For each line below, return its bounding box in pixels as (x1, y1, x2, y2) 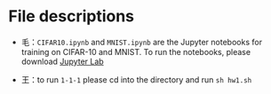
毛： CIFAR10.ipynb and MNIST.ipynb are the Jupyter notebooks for (20, 36, 263, 47)
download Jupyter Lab (20, 56, 104, 67)
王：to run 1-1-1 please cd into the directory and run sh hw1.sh (20, 74, 252, 85)
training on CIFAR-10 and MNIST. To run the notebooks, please (20, 46, 251, 57)
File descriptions (8, 6, 135, 27)
